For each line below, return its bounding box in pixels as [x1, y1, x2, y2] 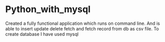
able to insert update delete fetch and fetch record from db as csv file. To [5, 25, 159, 31]
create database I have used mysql [5, 31, 79, 37]
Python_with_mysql [5, 4, 91, 15]
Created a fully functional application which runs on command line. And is [5, 20, 160, 26]
